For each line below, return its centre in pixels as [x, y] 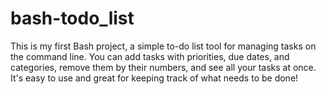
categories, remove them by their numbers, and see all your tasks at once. [163, 67]
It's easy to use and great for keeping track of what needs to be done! [154, 78]
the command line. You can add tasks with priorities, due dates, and [150, 56]
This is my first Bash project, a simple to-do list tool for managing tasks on [163, 46]
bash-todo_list [72, 18]
